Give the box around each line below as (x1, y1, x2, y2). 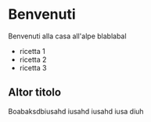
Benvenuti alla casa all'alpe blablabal (8, 31, 127, 41)
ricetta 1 (19, 46, 45, 56)
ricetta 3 (19, 63, 47, 72)
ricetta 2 (19, 55, 47, 64)
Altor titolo (8, 86, 61, 99)
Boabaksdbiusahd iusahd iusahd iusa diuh (8, 106, 144, 116)
